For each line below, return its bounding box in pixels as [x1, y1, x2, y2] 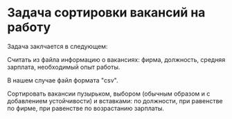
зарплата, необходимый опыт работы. [7, 63, 121, 71]
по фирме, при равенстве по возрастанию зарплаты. [7, 104, 165, 112]
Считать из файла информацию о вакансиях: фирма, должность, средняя [7, 55, 226, 63]
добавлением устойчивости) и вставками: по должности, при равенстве [7, 96, 223, 105]
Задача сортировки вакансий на [7, 5, 206, 21]
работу [7, 19, 51, 35]
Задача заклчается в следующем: [7, 42, 108, 50]
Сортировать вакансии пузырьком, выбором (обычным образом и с [7, 89, 211, 98]
